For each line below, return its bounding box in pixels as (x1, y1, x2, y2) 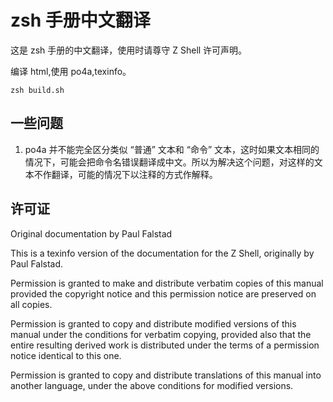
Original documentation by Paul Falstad (10, 227, 173, 240)
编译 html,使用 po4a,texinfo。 (10, 65, 132, 77)
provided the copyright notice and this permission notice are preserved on (10, 287, 317, 300)
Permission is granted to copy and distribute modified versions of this (10, 317, 297, 330)
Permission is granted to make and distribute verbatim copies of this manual (10, 277, 324, 289)
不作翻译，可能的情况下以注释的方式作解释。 (33, 168, 218, 180)
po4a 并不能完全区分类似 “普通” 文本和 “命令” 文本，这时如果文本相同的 (24, 143, 320, 155)
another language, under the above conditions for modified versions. (10, 379, 294, 391)
